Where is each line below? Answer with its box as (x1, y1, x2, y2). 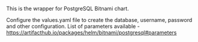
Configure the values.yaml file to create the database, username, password (6, 17, 193, 23)
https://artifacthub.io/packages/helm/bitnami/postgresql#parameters (6, 29, 177, 36)
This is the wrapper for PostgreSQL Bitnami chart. (6, 5, 129, 12)
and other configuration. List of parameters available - (6, 23, 140, 30)
